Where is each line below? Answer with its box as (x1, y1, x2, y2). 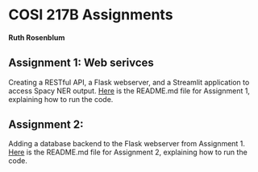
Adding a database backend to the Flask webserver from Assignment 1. (8, 139, 246, 149)
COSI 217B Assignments (8, 6, 173, 24)
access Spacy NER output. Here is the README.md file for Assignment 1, (8, 86, 250, 96)
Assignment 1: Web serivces (8, 56, 155, 70)
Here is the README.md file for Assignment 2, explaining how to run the (8, 147, 248, 158)
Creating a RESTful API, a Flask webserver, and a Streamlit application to (8, 77, 250, 87)
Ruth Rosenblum (8, 32, 65, 42)
